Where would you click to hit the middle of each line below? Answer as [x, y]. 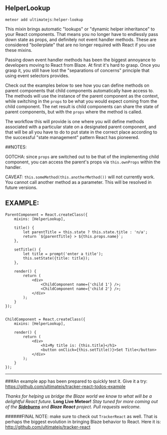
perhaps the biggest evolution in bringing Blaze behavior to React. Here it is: [83, 422]
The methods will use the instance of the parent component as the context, [82, 96]
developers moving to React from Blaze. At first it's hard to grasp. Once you [83, 65]
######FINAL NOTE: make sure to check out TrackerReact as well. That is [81, 416]
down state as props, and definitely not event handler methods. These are [81, 39]
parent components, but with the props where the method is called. [74, 112]
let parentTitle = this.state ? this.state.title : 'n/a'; [85, 232]
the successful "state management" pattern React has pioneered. [72, 137]
